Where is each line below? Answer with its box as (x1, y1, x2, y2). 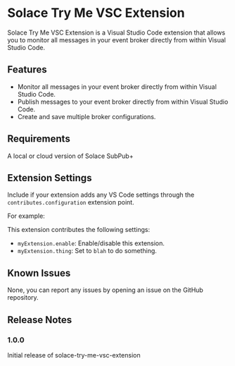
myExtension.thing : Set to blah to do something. (17, 247, 157, 255)
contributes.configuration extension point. (7, 198, 135, 207)
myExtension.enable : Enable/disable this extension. (17, 239, 165, 248)
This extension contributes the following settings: (7, 226, 150, 234)
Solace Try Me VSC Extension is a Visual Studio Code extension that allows (7, 28, 226, 37)
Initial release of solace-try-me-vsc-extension (7, 350, 141, 359)
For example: (7, 212, 46, 220)
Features (7, 63, 47, 75)
